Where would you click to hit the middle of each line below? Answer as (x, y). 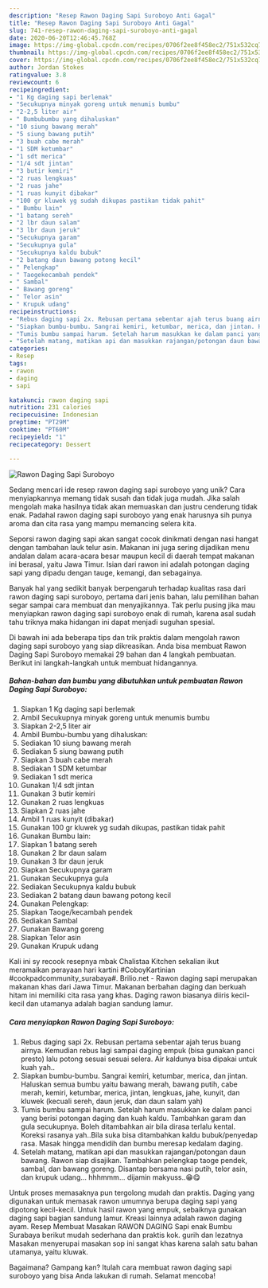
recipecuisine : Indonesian (54, 415)
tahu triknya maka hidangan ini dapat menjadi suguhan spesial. (112, 622)
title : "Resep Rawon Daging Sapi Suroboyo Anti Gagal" (102, 23)
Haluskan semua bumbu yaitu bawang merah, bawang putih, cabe (129, 1084)
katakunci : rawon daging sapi (59, 400)
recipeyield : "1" (38, 437)
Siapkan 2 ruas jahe (53, 811)
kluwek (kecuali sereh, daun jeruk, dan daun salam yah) (112, 1101)
